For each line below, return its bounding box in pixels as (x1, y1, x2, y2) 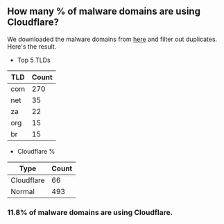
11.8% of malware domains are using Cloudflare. (7, 207, 173, 217)
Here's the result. (7, 42, 57, 51)
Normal (10, 186, 35, 196)
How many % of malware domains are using (7, 6, 201, 17)
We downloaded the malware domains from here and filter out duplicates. (7, 35, 218, 43)
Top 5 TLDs (17, 56, 51, 64)
